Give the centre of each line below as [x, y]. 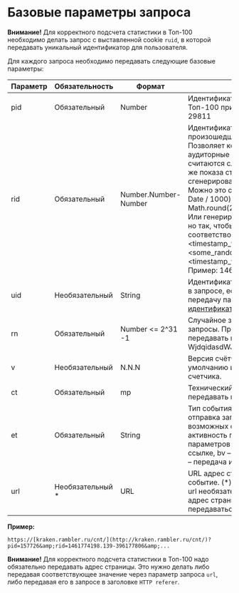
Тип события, [211, 408]
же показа [206, 172]
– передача [207, 462]
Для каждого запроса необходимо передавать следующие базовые [111, 61]
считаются [206, 163]
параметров [209, 444]
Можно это [207, 190]
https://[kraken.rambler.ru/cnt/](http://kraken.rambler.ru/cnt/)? [110, 540]
